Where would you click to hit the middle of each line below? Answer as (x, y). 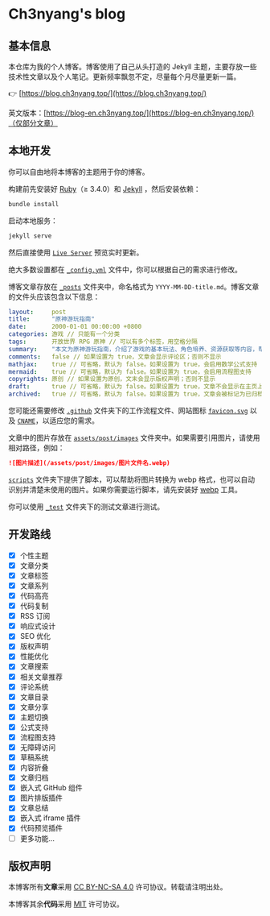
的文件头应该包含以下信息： (54, 296)
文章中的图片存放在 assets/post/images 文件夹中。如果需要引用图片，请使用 (134, 438)
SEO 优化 (35, 636)
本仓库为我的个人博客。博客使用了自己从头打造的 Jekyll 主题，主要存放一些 (133, 66)
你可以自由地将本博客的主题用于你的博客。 (79, 172)
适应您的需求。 (74, 421)
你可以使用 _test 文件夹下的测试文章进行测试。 (86, 506)
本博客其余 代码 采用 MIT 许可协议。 (66, 904)
